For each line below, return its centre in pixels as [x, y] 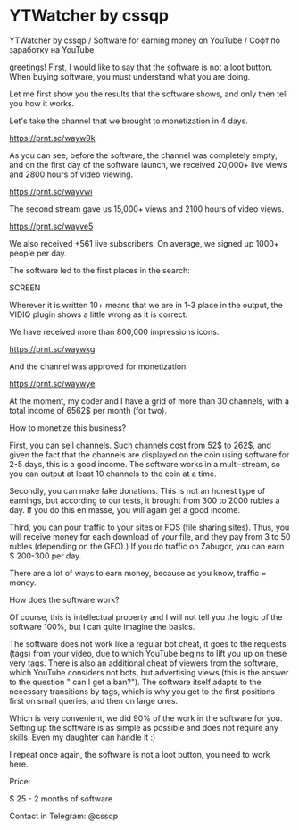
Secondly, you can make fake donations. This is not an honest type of [137, 490]
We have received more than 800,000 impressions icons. [114, 331]
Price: [20, 781]
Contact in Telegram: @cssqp [64, 816]
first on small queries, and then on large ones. [94, 700]
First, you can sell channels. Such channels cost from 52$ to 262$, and [141, 445]
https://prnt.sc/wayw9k [52, 138]
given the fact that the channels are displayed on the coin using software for [149, 454]
